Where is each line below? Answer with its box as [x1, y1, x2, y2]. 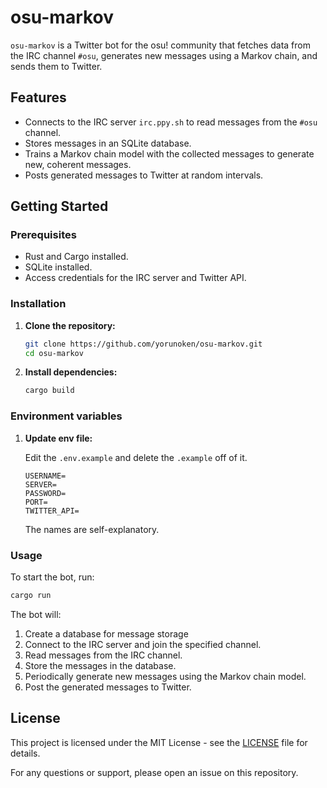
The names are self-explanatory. [24, 523, 160, 535]
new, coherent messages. [24, 158, 132, 170]
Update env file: [24, 432, 93, 444]
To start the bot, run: [10, 571, 95, 583]
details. [10, 747, 41, 759]
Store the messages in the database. [24, 659, 177, 671]
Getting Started [10, 198, 109, 215]
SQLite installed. [24, 261, 93, 273]
